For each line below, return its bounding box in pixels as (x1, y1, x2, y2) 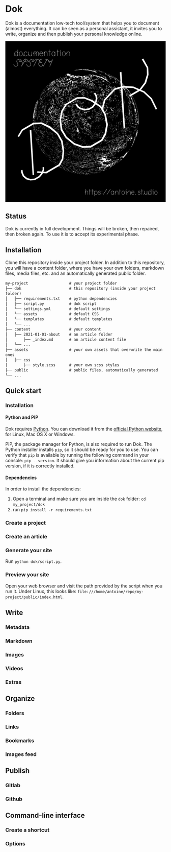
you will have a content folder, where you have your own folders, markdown (5, 265, 164, 271)
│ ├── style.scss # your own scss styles (5, 362, 120, 368)
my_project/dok (12, 502, 45, 507)
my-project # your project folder (5, 280, 117, 286)
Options (5, 840, 25, 847)
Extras (5, 678, 22, 685)
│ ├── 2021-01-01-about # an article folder (5, 332, 113, 337)
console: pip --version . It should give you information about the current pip (5, 458, 164, 464)
